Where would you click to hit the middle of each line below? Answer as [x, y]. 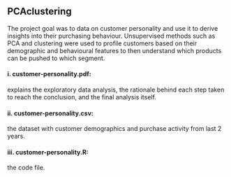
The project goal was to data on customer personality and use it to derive [113, 28]
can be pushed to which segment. [56, 58]
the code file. [26, 168]
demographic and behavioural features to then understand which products [114, 50]
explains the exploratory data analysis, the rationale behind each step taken [116, 90]
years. [16, 136]
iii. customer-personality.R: [48, 152]
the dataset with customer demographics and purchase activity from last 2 [114, 129]
